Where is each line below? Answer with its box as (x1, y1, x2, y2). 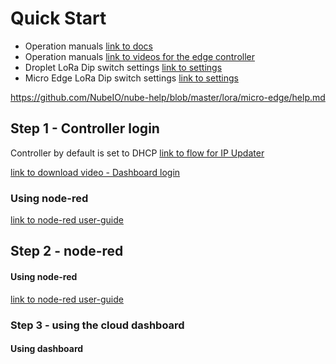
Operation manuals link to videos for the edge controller (24, 50, 256, 62)
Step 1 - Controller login (10, 120, 160, 137)
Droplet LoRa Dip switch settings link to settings (24, 61, 223, 73)
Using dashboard (10, 343, 84, 355)
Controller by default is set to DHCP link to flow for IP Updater (10, 147, 265, 159)
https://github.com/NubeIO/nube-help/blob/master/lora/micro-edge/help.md (10, 91, 326, 103)
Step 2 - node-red (10, 243, 124, 260)
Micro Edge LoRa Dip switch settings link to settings (24, 72, 239, 84)
